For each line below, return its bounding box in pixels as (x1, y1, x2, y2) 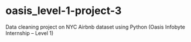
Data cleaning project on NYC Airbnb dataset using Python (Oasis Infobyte (5, 23, 186, 30)
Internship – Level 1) (5, 29, 54, 36)
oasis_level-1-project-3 (5, 4, 122, 17)
